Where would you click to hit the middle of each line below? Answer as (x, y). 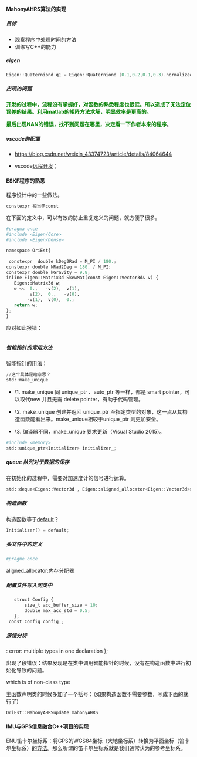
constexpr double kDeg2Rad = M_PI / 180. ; (62, 261)
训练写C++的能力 (35, 46)
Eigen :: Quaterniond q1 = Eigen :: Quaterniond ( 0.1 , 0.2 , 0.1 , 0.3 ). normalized (99, 75)
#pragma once (22, 229)
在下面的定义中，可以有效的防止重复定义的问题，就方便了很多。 (83, 218)
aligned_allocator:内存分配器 (40, 571)
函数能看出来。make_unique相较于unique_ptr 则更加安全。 (90, 419)
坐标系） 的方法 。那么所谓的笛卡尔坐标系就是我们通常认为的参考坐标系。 (98, 748)
